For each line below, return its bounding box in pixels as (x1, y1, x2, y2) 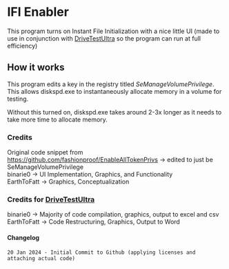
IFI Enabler (7, 4, 69, 20)
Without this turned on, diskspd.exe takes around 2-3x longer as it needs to (7, 108, 222, 116)
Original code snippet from (7, 148, 83, 157)
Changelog (7, 233, 40, 241)
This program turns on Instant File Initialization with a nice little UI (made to (7, 27, 220, 35)
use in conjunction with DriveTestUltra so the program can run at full (7, 34, 201, 42)
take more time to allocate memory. (7, 115, 108, 123)
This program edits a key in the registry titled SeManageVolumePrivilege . (7, 80, 215, 88)
